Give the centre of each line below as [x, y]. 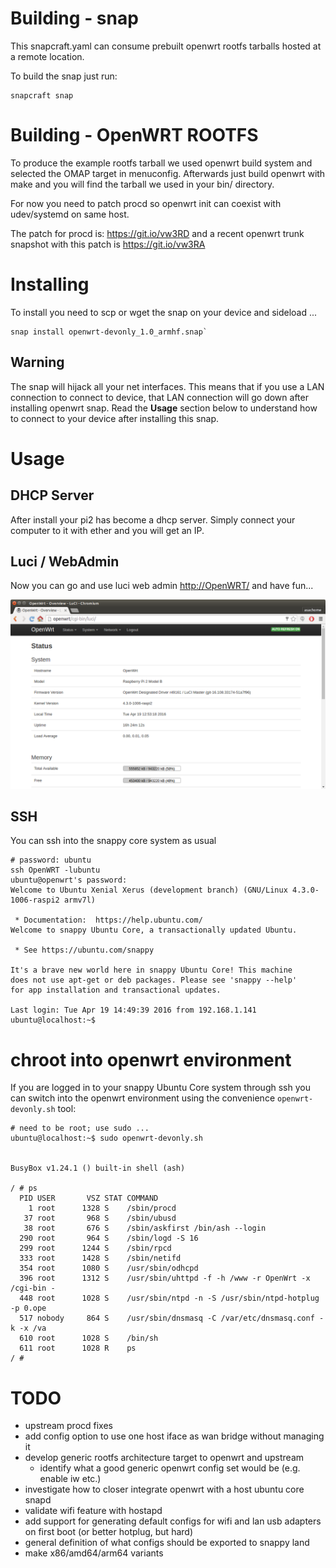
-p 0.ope [28, 1308]
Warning [37, 362]
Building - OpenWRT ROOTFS [134, 135]
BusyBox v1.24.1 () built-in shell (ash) [98, 1168]
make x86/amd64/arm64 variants [94, 1553]
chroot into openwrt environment [151, 1059]
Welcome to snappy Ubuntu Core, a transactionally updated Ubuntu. [154, 930]
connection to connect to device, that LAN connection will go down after [159, 397]
